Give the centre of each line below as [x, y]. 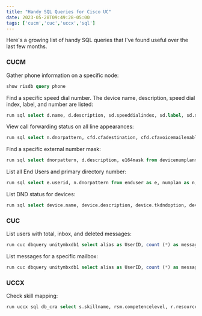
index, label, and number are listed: [50, 104]
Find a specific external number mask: [54, 149]
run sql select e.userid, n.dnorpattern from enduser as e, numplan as [98, 183]
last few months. [27, 46]
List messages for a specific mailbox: [52, 256]
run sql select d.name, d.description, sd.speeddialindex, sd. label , [95, 115]
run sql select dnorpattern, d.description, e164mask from [82, 160]
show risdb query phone [36, 86]
